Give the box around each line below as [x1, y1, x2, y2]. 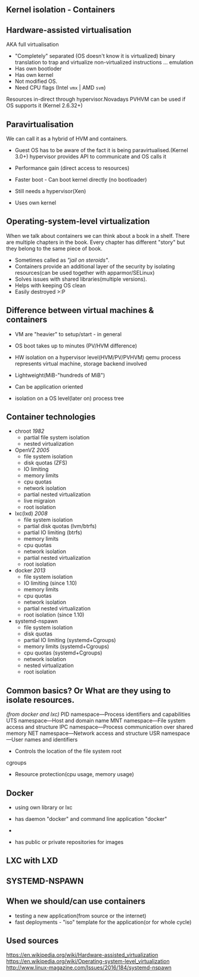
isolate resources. [6, 694, 75, 705]
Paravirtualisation [6, 119, 74, 129]
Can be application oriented [14, 383, 83, 390]
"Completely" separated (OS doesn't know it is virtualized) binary [14, 52, 176, 60]
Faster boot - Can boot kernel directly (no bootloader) [14, 176, 147, 184]
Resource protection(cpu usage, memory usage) [14, 771, 134, 778]
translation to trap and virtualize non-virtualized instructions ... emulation [14, 59, 194, 66]
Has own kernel [14, 72, 54, 79]
